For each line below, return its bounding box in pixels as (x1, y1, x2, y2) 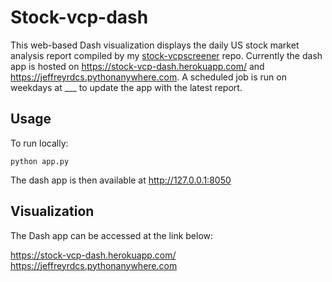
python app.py (10, 156, 70, 166)
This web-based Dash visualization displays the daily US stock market (10, 39, 300, 51)
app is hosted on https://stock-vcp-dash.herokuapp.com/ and (10, 60, 265, 72)
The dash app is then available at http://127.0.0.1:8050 (10, 174, 232, 186)
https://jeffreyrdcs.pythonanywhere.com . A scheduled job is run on (10, 71, 287, 83)
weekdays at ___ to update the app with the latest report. (10, 81, 243, 93)
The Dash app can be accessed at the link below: (10, 229, 214, 241)
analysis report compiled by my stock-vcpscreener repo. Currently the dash (10, 49, 323, 61)
